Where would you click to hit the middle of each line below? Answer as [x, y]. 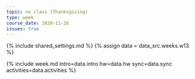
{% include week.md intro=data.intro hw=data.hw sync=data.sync [89, 64]
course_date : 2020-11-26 [38, 23]
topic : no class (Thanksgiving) [47, 12]
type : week [20, 17]
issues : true [23, 29]
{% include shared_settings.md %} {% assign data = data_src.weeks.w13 [98, 46]
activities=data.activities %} [41, 71]
